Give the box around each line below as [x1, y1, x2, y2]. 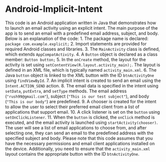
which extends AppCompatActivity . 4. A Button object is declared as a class [5, 51, 158, 57]
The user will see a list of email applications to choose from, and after [5, 124, 147, 130]
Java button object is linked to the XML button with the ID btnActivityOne [5, 72, 154, 78]
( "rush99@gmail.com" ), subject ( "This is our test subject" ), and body [5, 93, 149, 99]
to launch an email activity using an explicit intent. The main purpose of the [5, 25, 158, 31]
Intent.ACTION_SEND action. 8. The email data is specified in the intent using [5, 82, 159, 88]
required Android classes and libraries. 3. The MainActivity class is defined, [5, 46, 160, 52]
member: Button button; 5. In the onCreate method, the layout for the [5, 56, 146, 62]
